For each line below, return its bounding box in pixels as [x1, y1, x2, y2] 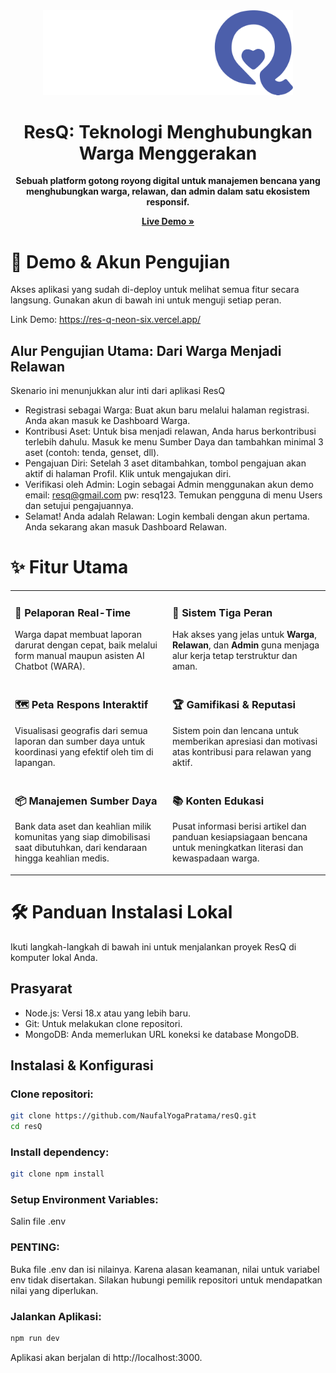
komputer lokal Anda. [10, 951, 98, 963]
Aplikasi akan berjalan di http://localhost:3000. [10, 1351, 203, 1363]
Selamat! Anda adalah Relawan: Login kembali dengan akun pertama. [24, 510, 310, 523]
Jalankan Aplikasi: [10, 1309, 102, 1323]
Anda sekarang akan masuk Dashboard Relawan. [24, 521, 228, 533]
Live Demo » [141, 215, 195, 228]
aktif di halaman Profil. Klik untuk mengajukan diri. [24, 468, 232, 480]
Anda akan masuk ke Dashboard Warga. [24, 415, 191, 427]
